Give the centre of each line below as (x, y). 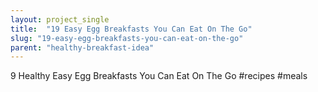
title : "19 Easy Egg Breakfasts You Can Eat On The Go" (131, 29)
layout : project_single (60, 19)
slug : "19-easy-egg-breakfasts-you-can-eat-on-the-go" (127, 38)
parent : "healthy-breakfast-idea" (82, 47)
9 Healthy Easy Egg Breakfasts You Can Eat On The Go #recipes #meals (159, 76)
